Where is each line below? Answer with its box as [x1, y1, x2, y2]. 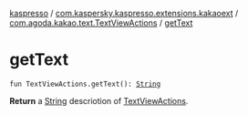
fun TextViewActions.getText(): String [9, 79, 161, 89]
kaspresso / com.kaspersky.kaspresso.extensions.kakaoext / [9, 8, 239, 18]
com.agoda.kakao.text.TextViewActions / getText [9, 17, 193, 28]
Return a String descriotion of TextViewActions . [9, 95, 189, 106]
